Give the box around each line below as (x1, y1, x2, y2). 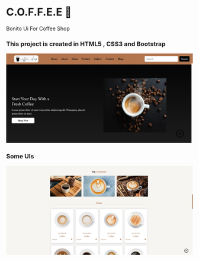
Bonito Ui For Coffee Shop (6, 25, 70, 32)
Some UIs (6, 152, 34, 160)
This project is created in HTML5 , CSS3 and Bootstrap (6, 40, 166, 48)
